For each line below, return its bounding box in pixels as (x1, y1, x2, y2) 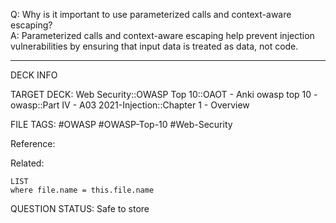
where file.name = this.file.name (10, 185, 155, 195)
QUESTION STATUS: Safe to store (10, 203, 150, 214)
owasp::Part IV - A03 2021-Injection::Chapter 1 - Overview (10, 99, 250, 111)
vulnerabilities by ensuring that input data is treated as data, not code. (10, 40, 299, 52)
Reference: (10, 138, 56, 149)
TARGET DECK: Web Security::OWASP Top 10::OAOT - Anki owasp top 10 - (10, 89, 318, 100)
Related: (10, 157, 45, 169)
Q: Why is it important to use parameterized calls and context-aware (10, 9, 292, 20)
